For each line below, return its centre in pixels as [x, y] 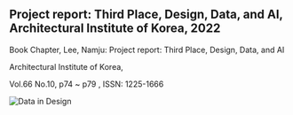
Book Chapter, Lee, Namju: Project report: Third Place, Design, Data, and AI [147, 50]
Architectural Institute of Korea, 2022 [115, 29]
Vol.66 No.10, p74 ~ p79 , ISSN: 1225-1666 [87, 84]
